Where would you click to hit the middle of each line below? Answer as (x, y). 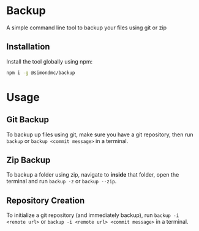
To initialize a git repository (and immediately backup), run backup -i (93, 215)
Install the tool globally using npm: (50, 61)
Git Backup (28, 120)
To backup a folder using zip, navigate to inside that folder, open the (93, 175)
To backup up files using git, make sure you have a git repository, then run (100, 134)
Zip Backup (28, 160)
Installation (28, 47)
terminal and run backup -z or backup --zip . (62, 182)
